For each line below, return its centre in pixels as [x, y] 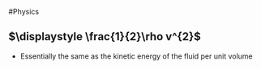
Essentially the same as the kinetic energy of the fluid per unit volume [136, 56]
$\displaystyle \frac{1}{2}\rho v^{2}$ [105, 37]
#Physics [24, 12]
